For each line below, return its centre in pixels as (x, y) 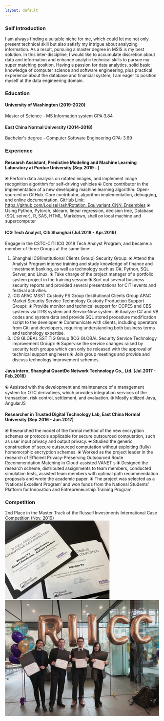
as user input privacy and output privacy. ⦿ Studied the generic (69, 441)
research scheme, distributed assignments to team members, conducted (78, 468)
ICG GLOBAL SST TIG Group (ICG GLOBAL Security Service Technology (84, 338)
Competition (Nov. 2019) (30, 518)
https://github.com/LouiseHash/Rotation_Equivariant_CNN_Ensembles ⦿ (78, 205)
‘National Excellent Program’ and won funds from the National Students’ (77, 484)
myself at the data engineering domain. (44, 80)
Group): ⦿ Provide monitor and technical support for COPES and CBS (82, 306)
